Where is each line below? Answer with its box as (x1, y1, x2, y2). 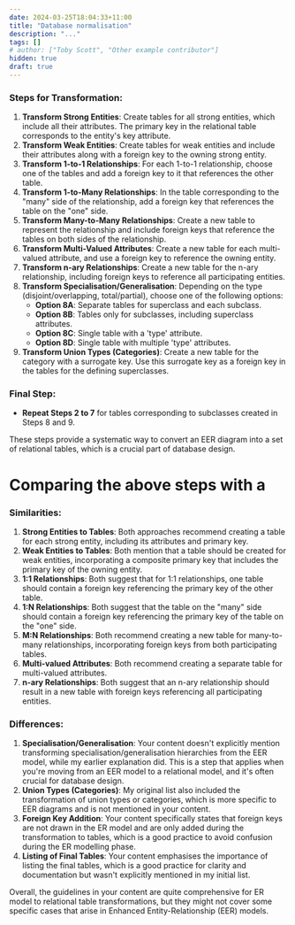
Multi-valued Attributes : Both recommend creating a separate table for (21, 658, 283, 668)
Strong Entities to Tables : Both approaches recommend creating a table (21, 526, 285, 536)
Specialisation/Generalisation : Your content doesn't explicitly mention (21, 738, 281, 749)
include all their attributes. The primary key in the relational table (21, 121, 257, 132)
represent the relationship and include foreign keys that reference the (21, 225, 276, 235)
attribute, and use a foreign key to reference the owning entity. (48, 253, 276, 264)
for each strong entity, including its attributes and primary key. (21, 536, 249, 546)
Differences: (9, 718, 64, 730)
